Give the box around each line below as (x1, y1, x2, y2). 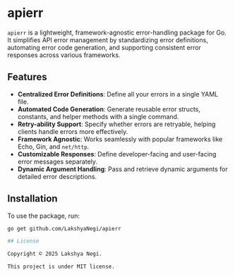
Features (7, 71, 47, 83)
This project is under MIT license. (7, 263, 115, 271)
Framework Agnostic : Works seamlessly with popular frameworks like (17, 135, 223, 143)
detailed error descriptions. (17, 172, 97, 180)
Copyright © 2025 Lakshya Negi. (7, 250, 102, 258)
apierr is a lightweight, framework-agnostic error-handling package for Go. (7, 28, 227, 37)
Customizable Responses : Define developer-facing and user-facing (17, 149, 217, 158)
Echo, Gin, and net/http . (17, 142, 90, 151)
